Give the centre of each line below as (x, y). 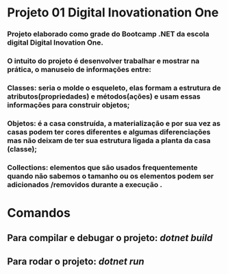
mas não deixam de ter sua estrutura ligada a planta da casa (109, 140)
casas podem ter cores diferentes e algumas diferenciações (109, 132)
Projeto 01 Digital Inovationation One (113, 13)
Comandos (39, 213)
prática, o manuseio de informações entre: (79, 70)
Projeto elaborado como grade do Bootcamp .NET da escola (108, 34)
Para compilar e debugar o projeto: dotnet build (110, 238)
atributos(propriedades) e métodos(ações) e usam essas (104, 96)
